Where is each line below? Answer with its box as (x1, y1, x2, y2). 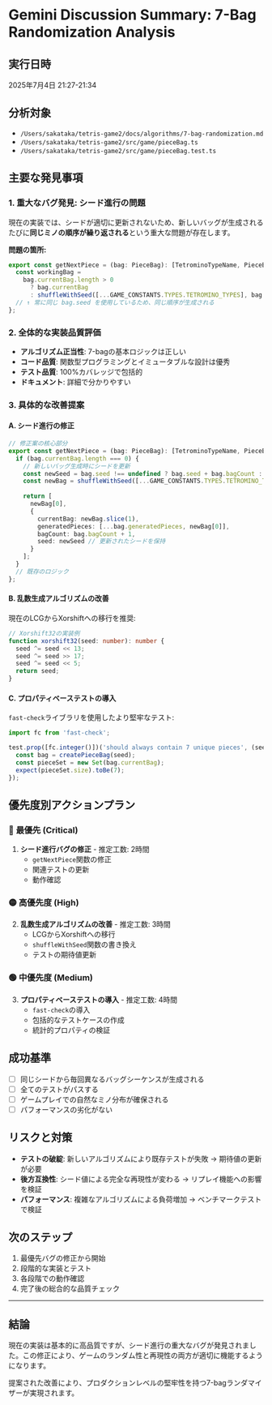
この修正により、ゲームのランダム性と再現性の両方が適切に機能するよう (22, 1351, 263, 1360)
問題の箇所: (8, 245, 47, 255)
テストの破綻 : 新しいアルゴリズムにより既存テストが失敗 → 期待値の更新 (19, 1154, 262, 1163)
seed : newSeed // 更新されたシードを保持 (37, 538, 166, 546)
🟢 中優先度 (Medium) (8, 972, 93, 983)
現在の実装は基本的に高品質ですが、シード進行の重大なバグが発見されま (8, 1340, 249, 1351)
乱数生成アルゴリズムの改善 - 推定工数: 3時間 (19, 919, 172, 929)
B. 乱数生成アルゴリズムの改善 (8, 593, 109, 603)
